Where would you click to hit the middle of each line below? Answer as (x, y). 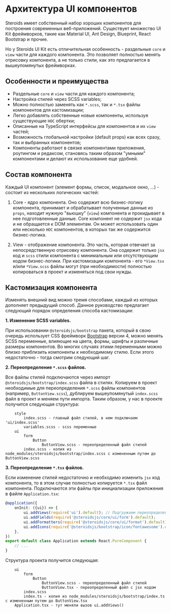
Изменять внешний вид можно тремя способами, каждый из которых (82, 300)
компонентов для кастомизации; (48, 110)
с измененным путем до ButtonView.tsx (46, 601)
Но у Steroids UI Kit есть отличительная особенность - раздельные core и (85, 49)
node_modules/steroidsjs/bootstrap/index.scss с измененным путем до (81, 454)
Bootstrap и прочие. (27, 39)
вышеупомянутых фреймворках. (41, 65)
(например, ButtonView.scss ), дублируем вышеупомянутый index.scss (82, 393)
